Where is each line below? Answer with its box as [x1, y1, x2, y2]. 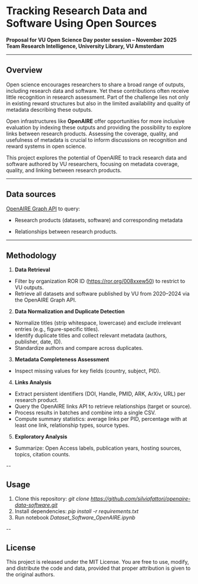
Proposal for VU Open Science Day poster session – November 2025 [6, 36, 177, 43]
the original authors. [6, 571, 55, 577]
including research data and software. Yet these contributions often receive [6, 87, 190, 94]
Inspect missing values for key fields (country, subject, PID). [14, 368, 161, 375]
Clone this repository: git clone [14, 495, 90, 502]
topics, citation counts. [14, 451, 71, 458]
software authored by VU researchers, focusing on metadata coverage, [6, 160, 180, 167]
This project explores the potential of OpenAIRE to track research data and [6, 154, 187, 161]
